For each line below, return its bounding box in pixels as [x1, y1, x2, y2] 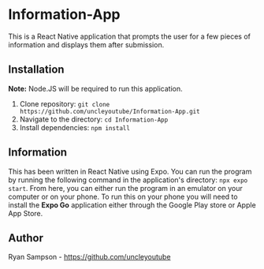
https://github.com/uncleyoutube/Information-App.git [19, 107, 200, 115]
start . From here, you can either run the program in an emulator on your [8, 183, 243, 192]
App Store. [8, 208, 43, 218]
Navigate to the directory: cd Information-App [19, 114, 169, 124]
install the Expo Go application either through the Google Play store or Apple [8, 200, 256, 210]
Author [8, 231, 43, 245]
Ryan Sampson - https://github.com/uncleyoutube [8, 252, 171, 262]
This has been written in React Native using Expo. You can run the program [8, 166, 252, 176]
